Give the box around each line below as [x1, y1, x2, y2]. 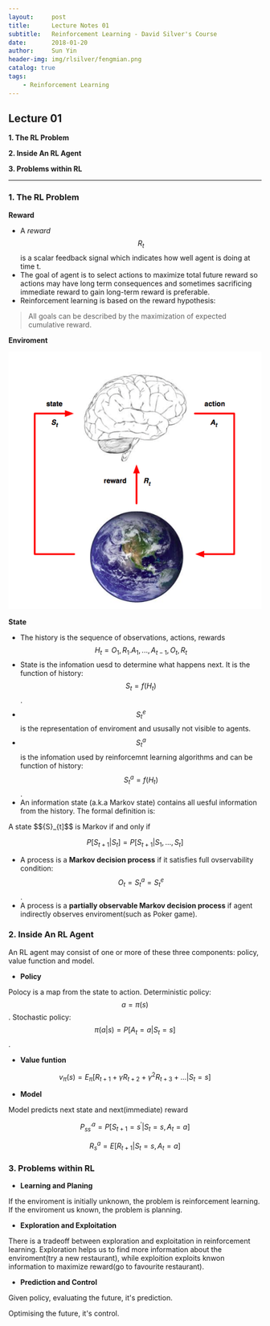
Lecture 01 [8, 112, 63, 126]
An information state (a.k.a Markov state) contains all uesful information [19, 797, 257, 808]
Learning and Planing [19, 1181, 93, 1191]
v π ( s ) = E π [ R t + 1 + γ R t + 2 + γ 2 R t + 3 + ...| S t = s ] [59, 1070, 211, 1084]
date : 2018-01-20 [8, 39, 88, 47]
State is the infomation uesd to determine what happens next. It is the [19, 660, 251, 669]
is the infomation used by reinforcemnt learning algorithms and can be [19, 752, 253, 762]
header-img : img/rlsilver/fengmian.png [8, 56, 142, 64]
